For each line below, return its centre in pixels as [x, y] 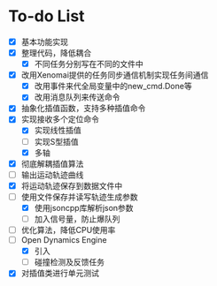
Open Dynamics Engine [64, 240]
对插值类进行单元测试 [60, 273]
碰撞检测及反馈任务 [70, 262]
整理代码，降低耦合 [56, 53]
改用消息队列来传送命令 [77, 97]
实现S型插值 [56, 141]
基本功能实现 [44, 41]
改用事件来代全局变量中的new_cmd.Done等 [113, 87]
